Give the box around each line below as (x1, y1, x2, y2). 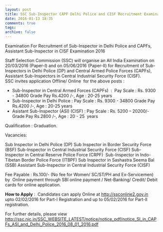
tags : (5, 25, 16, 30)
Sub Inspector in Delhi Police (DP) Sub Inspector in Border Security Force (5, 142, 152, 147)
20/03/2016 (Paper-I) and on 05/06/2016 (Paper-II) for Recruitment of (5, 63, 145, 68)
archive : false (5, 30, 36, 34)
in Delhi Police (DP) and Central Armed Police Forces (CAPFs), (27, 68, 152, 73)
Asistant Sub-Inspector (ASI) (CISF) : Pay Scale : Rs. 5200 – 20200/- (12, 108, 149, 114)
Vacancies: (5, 132, 28, 138)
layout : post (5, 7, 32, 12)
